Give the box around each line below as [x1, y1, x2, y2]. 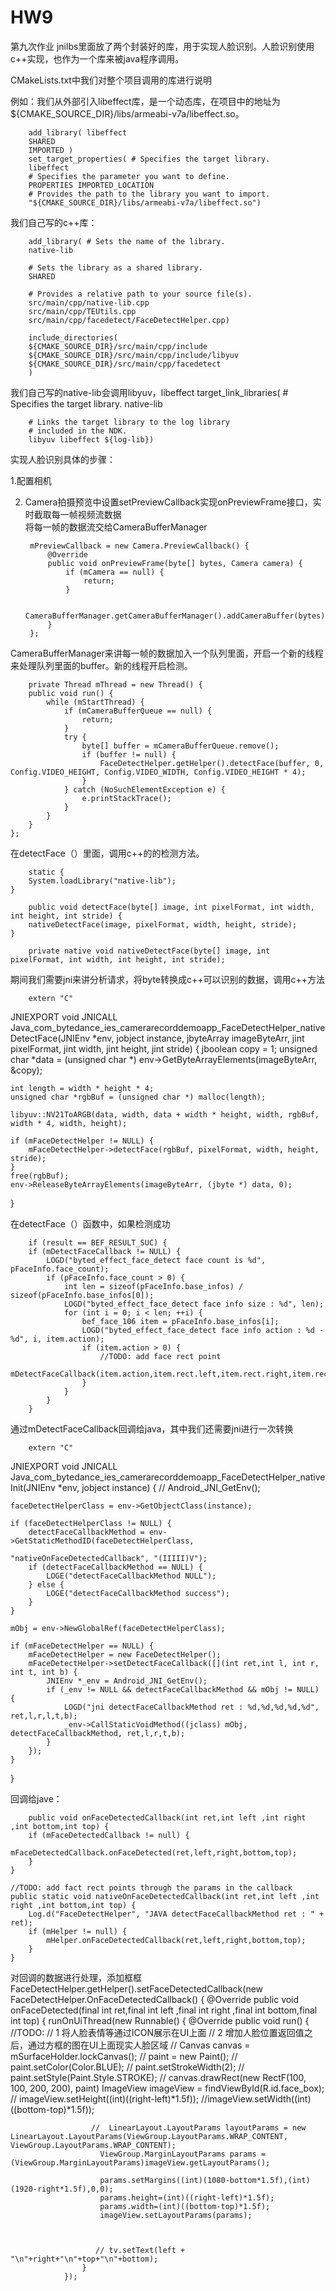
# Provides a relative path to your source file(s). [28, 289, 253, 299]
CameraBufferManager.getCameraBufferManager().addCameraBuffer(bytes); [24, 611, 330, 621]
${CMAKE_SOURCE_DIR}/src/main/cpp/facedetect [28, 359, 222, 369]
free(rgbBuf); [10, 1171, 70, 1181]
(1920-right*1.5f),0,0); [10, 2184, 114, 2194]
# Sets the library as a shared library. [28, 262, 203, 273]
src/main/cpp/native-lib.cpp [28, 297, 150, 308]
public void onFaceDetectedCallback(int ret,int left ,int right [28, 1812, 307, 1823]
